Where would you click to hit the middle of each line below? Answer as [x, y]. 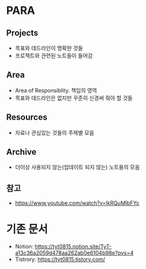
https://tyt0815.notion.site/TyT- [73, 247]
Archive [21, 152]
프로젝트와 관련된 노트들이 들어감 [54, 56]
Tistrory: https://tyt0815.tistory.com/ [60, 259]
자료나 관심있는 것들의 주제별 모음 [55, 132]
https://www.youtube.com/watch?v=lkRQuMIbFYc [77, 203]
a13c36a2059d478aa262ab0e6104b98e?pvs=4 [74, 253]
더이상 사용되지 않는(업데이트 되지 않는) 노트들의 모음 [77, 167]
